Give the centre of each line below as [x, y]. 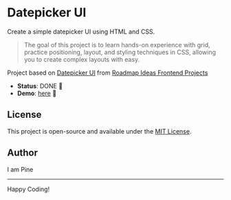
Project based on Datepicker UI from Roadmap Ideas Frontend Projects [108, 73]
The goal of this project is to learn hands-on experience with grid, [117, 45]
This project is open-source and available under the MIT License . [99, 131]
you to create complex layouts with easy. [82, 59]
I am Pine [20, 169]
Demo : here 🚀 [37, 93]
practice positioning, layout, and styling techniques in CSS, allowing [120, 52]
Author [22, 153]
